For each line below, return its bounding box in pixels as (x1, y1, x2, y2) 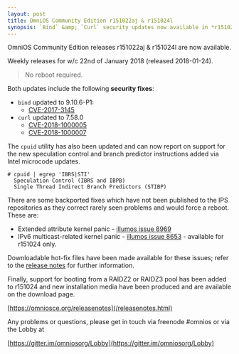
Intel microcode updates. (7, 157, 80, 166)
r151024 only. (17, 240, 57, 249)
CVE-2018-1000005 (28, 121, 87, 129)
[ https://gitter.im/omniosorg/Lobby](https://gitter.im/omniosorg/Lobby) (7, 339, 215, 348)
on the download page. (7, 290, 75, 299)
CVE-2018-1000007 (28, 129, 87, 137)
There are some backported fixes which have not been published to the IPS (7, 196, 229, 205)
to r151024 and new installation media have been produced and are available (7, 282, 232, 291)
